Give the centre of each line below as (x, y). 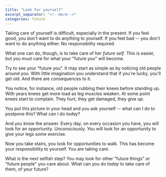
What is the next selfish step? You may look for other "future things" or (78, 159)
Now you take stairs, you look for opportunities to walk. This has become (80, 144)
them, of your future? (27, 169)
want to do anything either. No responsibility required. (60, 44)
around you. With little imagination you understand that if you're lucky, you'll (83, 74)
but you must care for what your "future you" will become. (65, 59)
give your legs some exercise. (36, 134)
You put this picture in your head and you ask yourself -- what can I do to (80, 109)
